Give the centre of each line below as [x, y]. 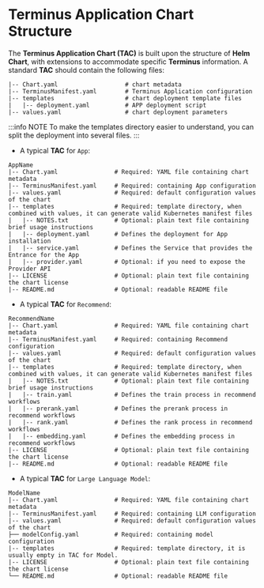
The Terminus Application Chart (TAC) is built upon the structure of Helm [129, 53]
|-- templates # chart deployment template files [125, 98]
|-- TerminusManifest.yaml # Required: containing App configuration [132, 186]
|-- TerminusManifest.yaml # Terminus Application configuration [130, 91]
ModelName [25, 493]
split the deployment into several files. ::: [74, 135]
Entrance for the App [44, 254]
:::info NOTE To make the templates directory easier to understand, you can [131, 126]
